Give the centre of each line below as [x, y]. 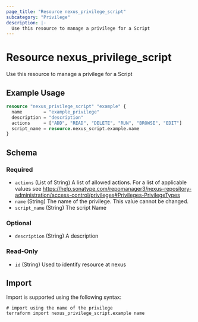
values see [28, 188]
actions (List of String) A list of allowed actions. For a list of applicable [101, 182]
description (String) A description [56, 236]
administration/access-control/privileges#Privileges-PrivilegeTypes [97, 195]
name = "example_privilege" [56, 112]
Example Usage [36, 93]
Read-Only [22, 251]
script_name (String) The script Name [61, 207]
